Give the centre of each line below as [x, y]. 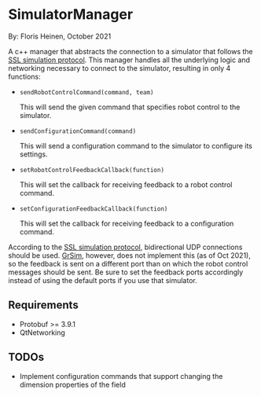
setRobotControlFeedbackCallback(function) [92, 170]
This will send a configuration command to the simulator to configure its [136, 145]
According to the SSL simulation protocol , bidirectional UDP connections [125, 247]
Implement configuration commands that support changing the [121, 376]
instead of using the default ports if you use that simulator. [103, 280]
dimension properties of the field [72, 384]
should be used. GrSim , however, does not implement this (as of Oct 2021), [130, 255]
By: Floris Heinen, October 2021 [60, 36]
